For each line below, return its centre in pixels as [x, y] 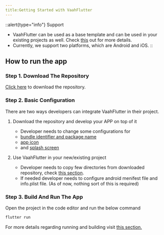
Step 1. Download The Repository [47, 76]
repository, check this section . [52, 173]
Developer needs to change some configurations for [75, 131]
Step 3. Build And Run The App [44, 197]
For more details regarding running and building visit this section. [74, 227]
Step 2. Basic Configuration [40, 100]
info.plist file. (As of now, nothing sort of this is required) [79, 183]
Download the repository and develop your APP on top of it [75, 121]
